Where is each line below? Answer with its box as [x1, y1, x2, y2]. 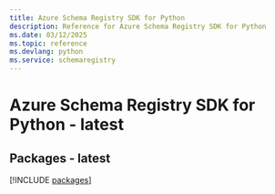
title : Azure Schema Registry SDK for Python [9, 13, 185, 23]
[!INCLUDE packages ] [9, 175, 92, 185]
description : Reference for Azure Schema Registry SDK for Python [9, 22, 267, 31]
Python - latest [9, 115, 125, 135]
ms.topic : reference [9, 38, 88, 48]
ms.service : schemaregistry [9, 56, 117, 65]
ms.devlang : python [9, 47, 84, 56]
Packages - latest [9, 150, 111, 166]
